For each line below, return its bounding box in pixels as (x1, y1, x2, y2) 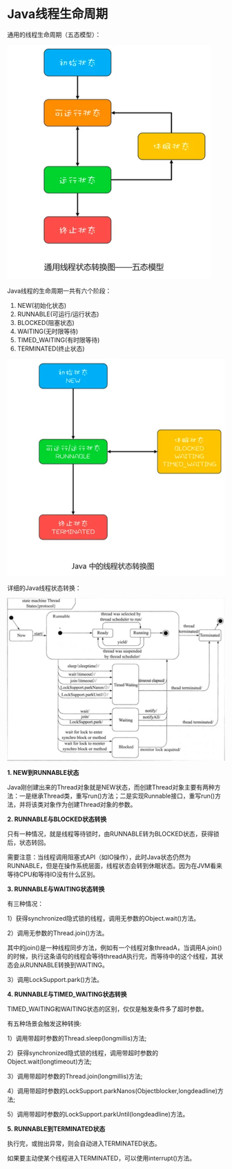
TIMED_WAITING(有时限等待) (17, 335, 100, 344)
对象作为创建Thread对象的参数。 (43, 800, 137, 809)
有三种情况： (7, 900, 43, 908)
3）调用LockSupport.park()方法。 (7, 976, 104, 984)
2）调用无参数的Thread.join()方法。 (7, 929, 108, 937)
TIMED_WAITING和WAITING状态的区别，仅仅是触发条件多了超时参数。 (7, 1005, 209, 1013)
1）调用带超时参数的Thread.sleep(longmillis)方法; (7, 1034, 147, 1043)
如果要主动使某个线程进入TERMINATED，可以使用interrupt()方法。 (7, 1154, 196, 1163)
